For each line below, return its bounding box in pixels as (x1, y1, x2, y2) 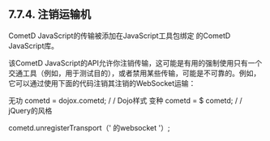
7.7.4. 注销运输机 (8, 7, 92, 22)
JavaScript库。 (8, 41, 59, 50)
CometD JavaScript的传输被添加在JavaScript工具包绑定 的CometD (8, 31, 231, 41)
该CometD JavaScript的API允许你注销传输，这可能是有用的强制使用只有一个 (8, 58, 263, 67)
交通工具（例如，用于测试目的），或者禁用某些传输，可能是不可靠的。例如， (8, 68, 261, 78)
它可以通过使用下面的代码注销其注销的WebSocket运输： (8, 78, 196, 88)
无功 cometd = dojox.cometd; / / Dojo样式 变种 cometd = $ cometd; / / (8, 96, 243, 105)
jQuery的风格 (8, 105, 53, 115)
